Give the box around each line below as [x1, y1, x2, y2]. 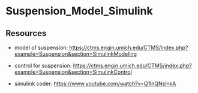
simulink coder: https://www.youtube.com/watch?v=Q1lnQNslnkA [14, 80, 176, 87]
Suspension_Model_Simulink [5, 4, 154, 18]
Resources [5, 28, 47, 38]
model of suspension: [14, 44, 68, 51]
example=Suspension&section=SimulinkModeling [14, 50, 137, 58]
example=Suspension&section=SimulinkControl [14, 68, 133, 76]
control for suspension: [14, 62, 72, 69]
